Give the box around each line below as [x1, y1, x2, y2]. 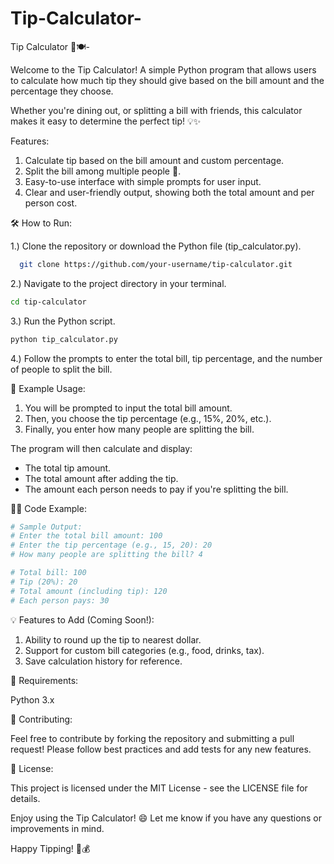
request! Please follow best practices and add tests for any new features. [10, 743, 312, 755]
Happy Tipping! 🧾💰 [10, 842, 91, 854]
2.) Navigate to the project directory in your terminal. [10, 277, 227, 289]
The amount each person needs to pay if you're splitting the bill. [24, 483, 289, 495]
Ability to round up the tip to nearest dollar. [24, 633, 202, 646]
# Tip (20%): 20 [10, 577, 78, 587]
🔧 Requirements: [10, 674, 79, 686]
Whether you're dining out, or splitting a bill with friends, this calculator [10, 104, 303, 116]
